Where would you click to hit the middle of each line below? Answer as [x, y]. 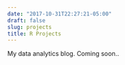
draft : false [26, 20]
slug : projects [30, 27]
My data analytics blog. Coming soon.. [63, 54]
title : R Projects [34, 34]
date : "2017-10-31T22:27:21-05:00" [60, 14]
